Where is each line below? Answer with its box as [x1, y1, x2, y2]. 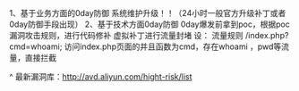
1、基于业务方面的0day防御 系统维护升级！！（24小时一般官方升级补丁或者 [9, 8, 286, 18]
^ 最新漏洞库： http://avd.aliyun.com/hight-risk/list [9, 71, 192, 82]
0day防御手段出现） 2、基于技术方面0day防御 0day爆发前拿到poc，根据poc [9, 19, 291, 29]
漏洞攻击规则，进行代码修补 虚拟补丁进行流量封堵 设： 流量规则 [9, 30, 243, 40]
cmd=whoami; [9, 41, 63, 52]
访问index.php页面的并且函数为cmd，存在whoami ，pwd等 [64, 41, 282, 52]
